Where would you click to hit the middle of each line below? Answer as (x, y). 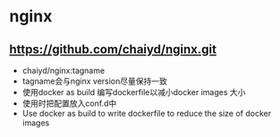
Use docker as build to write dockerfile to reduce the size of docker (146, 113)
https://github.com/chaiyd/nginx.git (113, 49)
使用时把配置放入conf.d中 (69, 103)
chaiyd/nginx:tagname (64, 70)
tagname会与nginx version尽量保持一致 (95, 81)
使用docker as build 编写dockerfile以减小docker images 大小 (134, 92)
